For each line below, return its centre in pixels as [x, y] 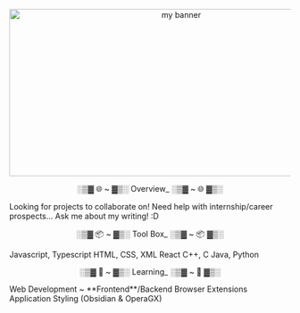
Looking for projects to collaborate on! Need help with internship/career [142, 206]
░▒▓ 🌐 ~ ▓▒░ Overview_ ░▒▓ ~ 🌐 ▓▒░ [150, 189]
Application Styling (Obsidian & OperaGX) [86, 298]
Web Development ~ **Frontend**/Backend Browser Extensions [129, 289]
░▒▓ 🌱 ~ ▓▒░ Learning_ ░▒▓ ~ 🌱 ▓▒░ [150, 272]
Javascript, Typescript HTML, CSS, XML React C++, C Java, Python [134, 255]
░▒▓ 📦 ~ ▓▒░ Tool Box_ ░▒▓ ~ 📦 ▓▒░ [150, 234]
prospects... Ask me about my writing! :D [84, 216]
